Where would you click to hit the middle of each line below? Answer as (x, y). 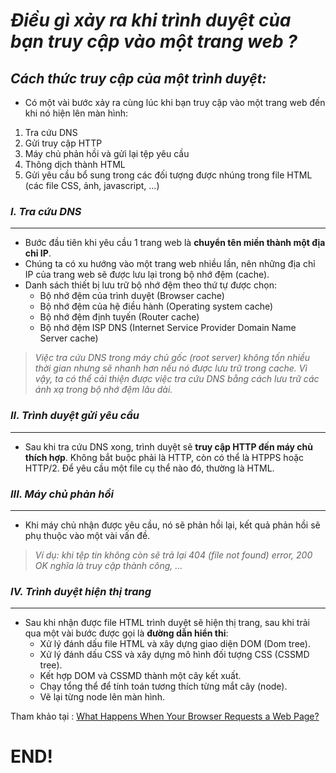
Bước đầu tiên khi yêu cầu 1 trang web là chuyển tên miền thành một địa (175, 243)
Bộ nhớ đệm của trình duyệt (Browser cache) (132, 296)
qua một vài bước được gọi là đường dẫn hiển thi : (126, 633)
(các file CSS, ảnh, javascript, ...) (92, 185)
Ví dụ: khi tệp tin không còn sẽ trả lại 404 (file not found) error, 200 (173, 555)
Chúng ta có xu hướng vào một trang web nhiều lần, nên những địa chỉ (170, 264)
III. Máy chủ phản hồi (62, 494)
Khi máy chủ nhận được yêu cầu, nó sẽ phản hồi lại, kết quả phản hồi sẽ (172, 525)
